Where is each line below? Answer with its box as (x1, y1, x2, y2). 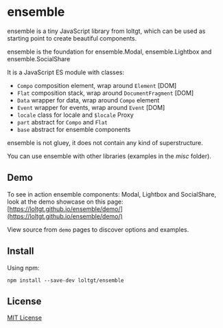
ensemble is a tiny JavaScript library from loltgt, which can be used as (7, 27, 206, 35)
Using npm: (7, 263, 40, 272)
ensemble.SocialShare (7, 54, 71, 63)
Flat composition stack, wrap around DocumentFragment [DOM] (16, 89, 194, 97)
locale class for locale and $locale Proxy (16, 111, 134, 119)
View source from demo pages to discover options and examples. (7, 225, 189, 234)
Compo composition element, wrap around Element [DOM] (16, 81, 177, 89)
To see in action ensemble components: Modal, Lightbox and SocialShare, (7, 190, 217, 198)
